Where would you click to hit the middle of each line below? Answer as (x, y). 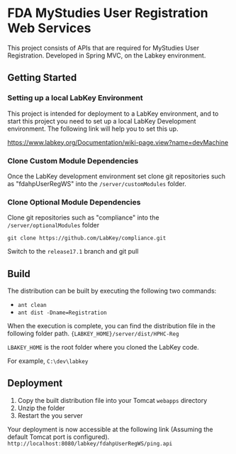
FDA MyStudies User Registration (108, 13)
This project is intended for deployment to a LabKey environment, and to (113, 113)
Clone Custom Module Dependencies (73, 161)
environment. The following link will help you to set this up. (93, 129)
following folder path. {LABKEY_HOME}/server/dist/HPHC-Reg (93, 334)
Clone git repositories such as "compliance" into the (83, 217)
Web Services (49, 28)
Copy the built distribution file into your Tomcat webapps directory (112, 400)
